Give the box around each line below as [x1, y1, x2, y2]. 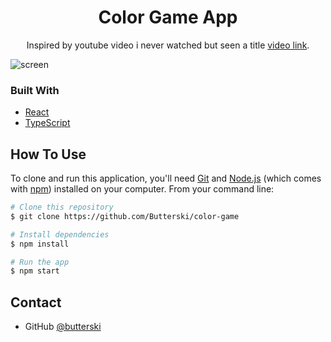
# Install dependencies [10, 229, 110, 240]
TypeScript [24, 117, 71, 129]
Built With [10, 83, 60, 97]
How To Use [10, 146, 87, 163]
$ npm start [10, 266, 60, 276]
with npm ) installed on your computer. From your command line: [10, 183, 275, 195]
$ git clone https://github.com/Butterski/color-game [10, 211, 240, 221]
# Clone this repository [10, 202, 114, 213]
